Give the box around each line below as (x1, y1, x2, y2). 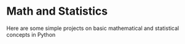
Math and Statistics (6, 4, 108, 18)
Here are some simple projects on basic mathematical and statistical (6, 24, 179, 32)
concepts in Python (6, 31, 56, 38)
